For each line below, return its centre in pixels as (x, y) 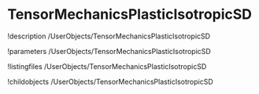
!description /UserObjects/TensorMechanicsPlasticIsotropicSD (109, 36)
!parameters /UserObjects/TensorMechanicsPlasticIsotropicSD (109, 51)
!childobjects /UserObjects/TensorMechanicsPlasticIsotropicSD (110, 81)
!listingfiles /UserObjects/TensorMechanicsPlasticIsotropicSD (107, 66)
